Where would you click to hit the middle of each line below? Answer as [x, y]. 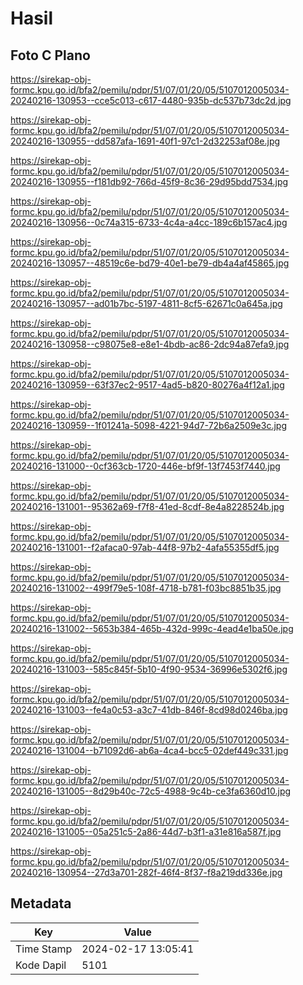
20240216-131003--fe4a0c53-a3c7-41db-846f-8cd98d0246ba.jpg [149, 710]
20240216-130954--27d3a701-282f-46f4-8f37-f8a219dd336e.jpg [146, 872]
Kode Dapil [41, 965]
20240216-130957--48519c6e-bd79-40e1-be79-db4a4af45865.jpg [150, 263]
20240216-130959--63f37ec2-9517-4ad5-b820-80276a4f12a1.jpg [147, 385]
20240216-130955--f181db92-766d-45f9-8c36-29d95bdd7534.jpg [149, 181]
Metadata [41, 903]
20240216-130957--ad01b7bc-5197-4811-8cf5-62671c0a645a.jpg [146, 303]
